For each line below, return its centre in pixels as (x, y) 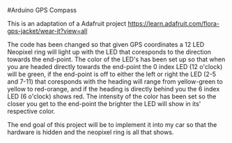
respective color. (31, 111)
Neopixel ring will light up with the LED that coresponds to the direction (109, 52)
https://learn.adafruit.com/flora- (174, 23)
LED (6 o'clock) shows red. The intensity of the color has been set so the (112, 96)
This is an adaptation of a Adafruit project (67, 23)
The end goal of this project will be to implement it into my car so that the (112, 125)
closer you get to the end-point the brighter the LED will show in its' (104, 104)
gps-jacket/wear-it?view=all (47, 31)
